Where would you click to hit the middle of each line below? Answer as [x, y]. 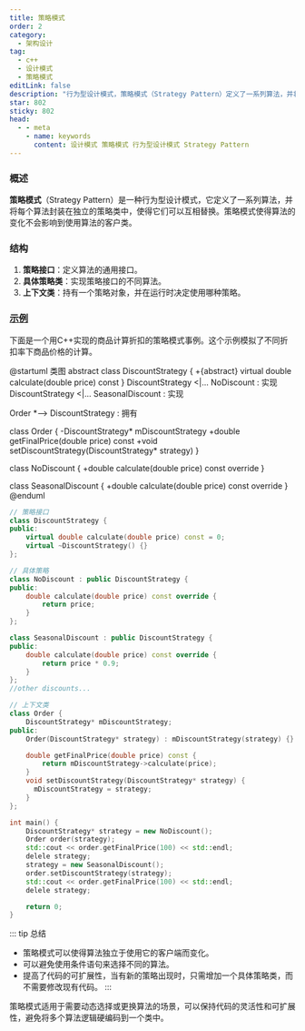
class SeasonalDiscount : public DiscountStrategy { [111, 638]
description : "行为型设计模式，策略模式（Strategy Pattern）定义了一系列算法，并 [152, 94]
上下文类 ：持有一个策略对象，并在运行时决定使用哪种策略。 [134, 293]
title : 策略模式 [37, 18]
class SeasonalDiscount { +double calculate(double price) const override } [149, 485]
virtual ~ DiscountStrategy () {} [87, 546]
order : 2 [26, 26]
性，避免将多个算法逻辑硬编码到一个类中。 [89, 1018]
